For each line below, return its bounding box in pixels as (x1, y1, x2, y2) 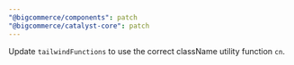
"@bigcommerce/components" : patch (8, 12, 138, 22)
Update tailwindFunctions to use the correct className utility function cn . (8, 45, 285, 56)
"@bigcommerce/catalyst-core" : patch (8, 21, 150, 30)
